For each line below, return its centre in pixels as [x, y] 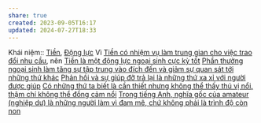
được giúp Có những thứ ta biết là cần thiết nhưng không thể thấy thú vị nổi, [131, 86]
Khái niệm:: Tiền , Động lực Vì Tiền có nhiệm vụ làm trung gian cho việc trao [130, 53]
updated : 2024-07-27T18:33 [52, 30]
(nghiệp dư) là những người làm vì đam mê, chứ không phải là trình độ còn [128, 102]
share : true [28, 15]
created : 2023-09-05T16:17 [52, 23]
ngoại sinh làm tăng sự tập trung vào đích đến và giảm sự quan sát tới [121, 69]
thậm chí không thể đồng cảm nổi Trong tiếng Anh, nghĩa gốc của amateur [129, 95]
